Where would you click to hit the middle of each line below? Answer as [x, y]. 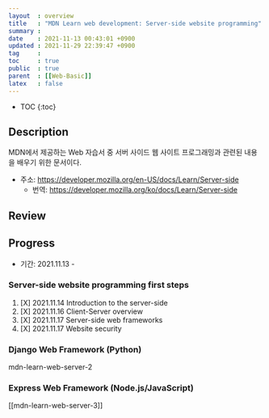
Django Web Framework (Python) [75, 349]
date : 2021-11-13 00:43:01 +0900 [72, 38]
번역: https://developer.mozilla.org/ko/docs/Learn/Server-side [135, 190]
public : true [34, 69]
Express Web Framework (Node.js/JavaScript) [101, 388]
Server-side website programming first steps [99, 285]
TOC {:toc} [38, 107]
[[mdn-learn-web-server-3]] [56, 406]
